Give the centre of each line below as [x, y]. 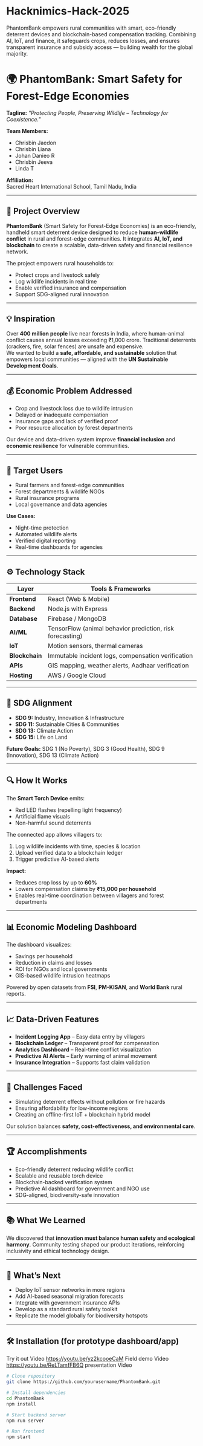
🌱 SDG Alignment [39, 703]
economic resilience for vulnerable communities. [68, 446]
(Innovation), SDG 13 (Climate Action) [53, 755]
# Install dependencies [36, 1393]
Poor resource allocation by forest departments [74, 428]
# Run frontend [25, 1431]
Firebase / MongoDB [77, 618]
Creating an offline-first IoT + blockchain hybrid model [83, 1114]
